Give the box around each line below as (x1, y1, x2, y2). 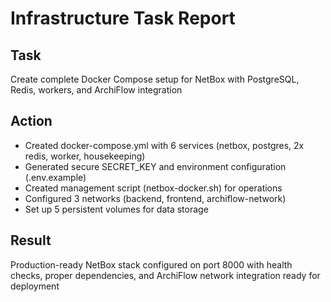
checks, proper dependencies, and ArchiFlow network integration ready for (10, 269, 321, 281)
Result (10, 232, 52, 249)
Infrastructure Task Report (10, 7, 236, 30)
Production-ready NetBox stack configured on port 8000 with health (10, 258, 293, 271)
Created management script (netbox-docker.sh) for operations (24, 182, 283, 194)
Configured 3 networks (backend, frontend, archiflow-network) (24, 192, 287, 204)
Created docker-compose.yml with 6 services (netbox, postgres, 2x (24, 139, 305, 151)
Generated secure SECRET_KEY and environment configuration (24, 160, 287, 172)
